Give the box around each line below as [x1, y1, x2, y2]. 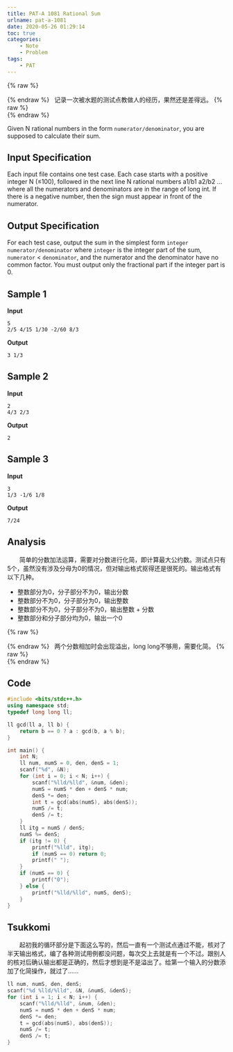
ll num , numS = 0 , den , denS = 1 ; [19, 760, 119, 767]
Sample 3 [7, 453, 49, 465]
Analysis [7, 536, 46, 548]
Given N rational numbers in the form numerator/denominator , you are [7, 124, 205, 132]
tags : [7, 56, 23, 63]
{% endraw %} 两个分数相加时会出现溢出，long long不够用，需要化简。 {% [7, 642, 225, 650]
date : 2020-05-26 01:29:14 [7, 23, 85, 30]
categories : [7, 36, 42, 43]
